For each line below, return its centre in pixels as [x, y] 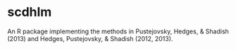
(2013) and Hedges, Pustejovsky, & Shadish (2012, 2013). [90, 38]
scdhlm [30, 12]
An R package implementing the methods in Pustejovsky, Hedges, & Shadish [118, 31]
